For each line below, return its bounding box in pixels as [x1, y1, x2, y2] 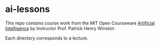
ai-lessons [5, 3, 50, 15]
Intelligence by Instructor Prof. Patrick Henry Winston [5, 25, 115, 31]
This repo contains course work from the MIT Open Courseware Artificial [5, 20, 155, 26]
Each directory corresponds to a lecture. [5, 35, 88, 41]
